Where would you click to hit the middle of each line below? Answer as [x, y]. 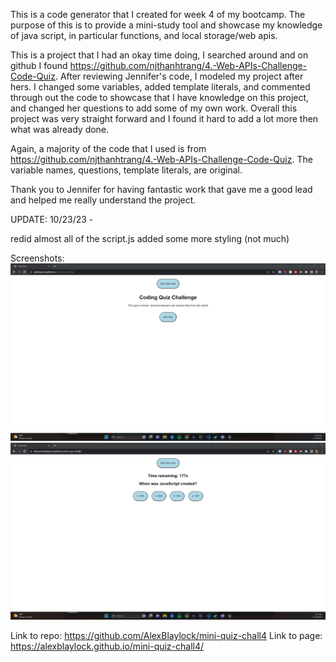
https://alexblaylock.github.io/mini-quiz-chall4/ [107, 646]
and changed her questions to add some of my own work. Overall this [154, 108]
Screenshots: [37, 258]
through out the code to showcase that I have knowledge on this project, [160, 97]
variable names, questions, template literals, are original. [126, 170]
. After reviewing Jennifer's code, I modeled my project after [179, 76]
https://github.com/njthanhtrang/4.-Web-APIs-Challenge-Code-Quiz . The [161, 159]
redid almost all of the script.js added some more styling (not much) [150, 238]
